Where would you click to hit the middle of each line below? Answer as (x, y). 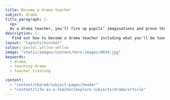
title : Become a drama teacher (38, 10)
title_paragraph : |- (27, 19)
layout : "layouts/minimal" (34, 43)
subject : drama (21, 15)
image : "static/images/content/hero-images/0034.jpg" (63, 52)
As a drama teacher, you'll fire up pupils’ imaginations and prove (83, 29)
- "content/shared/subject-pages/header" (54, 85)
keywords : (16, 57)
